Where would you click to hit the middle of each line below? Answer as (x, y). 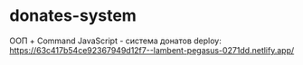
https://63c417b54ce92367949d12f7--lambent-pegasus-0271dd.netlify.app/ (152, 50)
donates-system (73, 16)
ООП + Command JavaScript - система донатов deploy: (115, 41)
